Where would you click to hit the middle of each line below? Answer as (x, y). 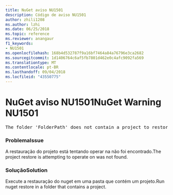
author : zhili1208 (25, 19)
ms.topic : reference (28, 34)
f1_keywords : (19, 44)
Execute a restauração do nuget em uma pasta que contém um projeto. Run (85, 181)
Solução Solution (27, 170)
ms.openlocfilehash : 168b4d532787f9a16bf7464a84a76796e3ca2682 (75, 53)
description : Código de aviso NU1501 (46, 15)
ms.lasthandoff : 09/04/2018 (36, 72)
